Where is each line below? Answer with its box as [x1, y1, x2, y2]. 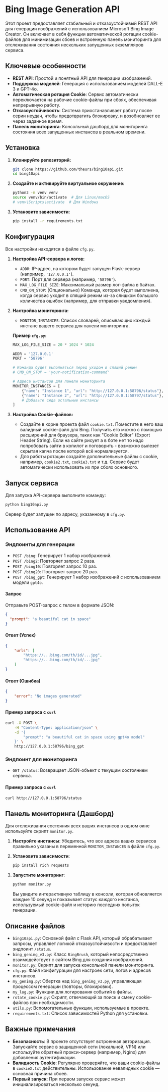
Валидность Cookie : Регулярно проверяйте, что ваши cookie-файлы [12, 1060, 160, 1066]
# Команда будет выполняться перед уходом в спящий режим [12, 365, 137, 370]
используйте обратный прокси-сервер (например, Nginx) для [12, 1049, 146, 1055]
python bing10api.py [5, 502, 49, 507]
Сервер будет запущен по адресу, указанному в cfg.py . [5, 511, 126, 517]
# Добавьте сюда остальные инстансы [22, 398, 99, 403]
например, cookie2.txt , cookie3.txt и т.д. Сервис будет [20, 459, 140, 465]
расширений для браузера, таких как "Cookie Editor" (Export [20, 432, 150, 438]
